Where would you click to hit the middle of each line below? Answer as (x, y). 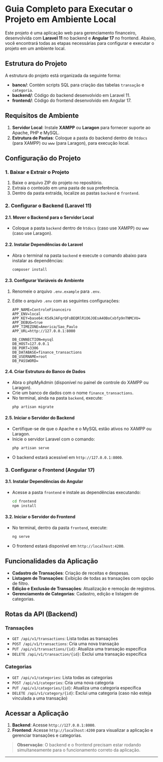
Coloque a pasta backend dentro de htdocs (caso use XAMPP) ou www (80, 228)
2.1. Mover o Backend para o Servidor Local (49, 217)
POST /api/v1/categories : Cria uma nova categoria (63, 683)
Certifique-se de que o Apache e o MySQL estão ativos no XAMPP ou (82, 429)
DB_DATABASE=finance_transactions (47, 352)
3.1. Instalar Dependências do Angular (44, 481)
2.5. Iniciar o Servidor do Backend (40, 418)
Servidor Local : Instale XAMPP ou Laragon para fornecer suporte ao (81, 127)
